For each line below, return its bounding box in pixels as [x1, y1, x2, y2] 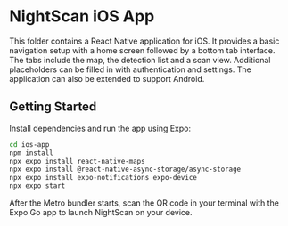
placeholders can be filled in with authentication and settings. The [9, 64, 251, 75]
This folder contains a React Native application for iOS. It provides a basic [9, 36, 280, 46]
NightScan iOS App [9, 6, 155, 27]
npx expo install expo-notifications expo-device [9, 174, 198, 182]
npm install [9, 149, 53, 157]
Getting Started [9, 100, 97, 115]
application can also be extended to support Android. [9, 73, 205, 84]
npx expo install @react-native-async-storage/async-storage [9, 165, 242, 174]
